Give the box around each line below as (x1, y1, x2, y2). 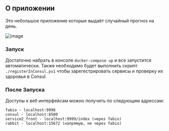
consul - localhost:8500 (5, 112, 58, 117)
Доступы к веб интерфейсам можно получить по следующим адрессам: (5, 98, 164, 104)
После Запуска (5, 86, 45, 93)
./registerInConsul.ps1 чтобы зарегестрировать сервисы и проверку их (5, 68, 163, 74)
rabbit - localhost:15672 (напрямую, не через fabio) (5, 121, 122, 126)
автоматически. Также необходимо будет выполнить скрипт (5, 63, 138, 69)
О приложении (5, 4, 55, 13)
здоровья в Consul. (5, 73, 47, 80)
